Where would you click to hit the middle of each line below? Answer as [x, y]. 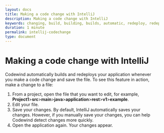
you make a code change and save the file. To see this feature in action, [77, 79]
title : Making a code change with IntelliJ [50, 14]
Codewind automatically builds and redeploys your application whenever [78, 74]
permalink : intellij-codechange [38, 32]
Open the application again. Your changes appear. [62, 125]
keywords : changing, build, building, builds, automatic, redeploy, [76, 23]
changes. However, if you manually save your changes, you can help [81, 114]
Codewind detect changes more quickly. [53, 120]
